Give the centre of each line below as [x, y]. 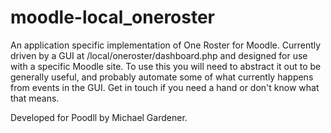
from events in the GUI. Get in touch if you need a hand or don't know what [165, 87]
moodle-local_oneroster [113, 17]
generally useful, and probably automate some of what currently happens [162, 77]
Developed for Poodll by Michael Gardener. [99, 117]
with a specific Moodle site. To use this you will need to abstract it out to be [166, 66]
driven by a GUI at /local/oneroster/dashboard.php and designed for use [159, 55]
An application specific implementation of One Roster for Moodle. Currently [166, 45]
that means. [35, 98]
